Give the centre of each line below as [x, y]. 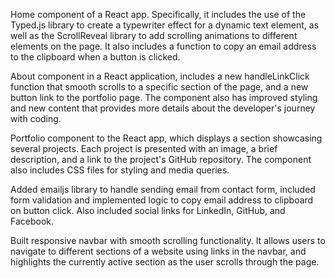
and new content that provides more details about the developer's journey [163, 108]
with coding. [36, 118]
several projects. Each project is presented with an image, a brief [144, 148]
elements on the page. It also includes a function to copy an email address [163, 46]
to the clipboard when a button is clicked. [95, 57]
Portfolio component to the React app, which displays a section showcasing [166, 138]
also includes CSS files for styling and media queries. [120, 170]
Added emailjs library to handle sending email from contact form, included [163, 189]
